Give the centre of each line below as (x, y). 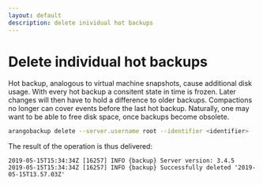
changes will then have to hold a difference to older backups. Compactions (130, 100)
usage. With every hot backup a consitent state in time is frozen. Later (122, 92)
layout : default (35, 15)
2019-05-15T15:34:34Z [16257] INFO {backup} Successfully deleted (120, 168)
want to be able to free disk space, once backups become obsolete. (119, 117)
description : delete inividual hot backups (81, 23)
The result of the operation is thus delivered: (80, 146)
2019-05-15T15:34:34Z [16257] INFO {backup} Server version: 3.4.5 (122, 161)
